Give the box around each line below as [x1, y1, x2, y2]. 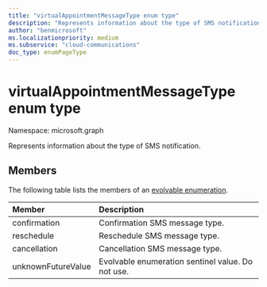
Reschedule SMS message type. [99, 230, 220, 241]
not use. [99, 266, 130, 277]
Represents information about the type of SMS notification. [8, 140, 201, 151]
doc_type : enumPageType [8, 48, 87, 56]
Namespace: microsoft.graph [8, 125, 104, 135]
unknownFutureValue [12, 261, 91, 272]
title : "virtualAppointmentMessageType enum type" [8, 11, 180, 20]
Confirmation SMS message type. [99, 217, 225, 228]
